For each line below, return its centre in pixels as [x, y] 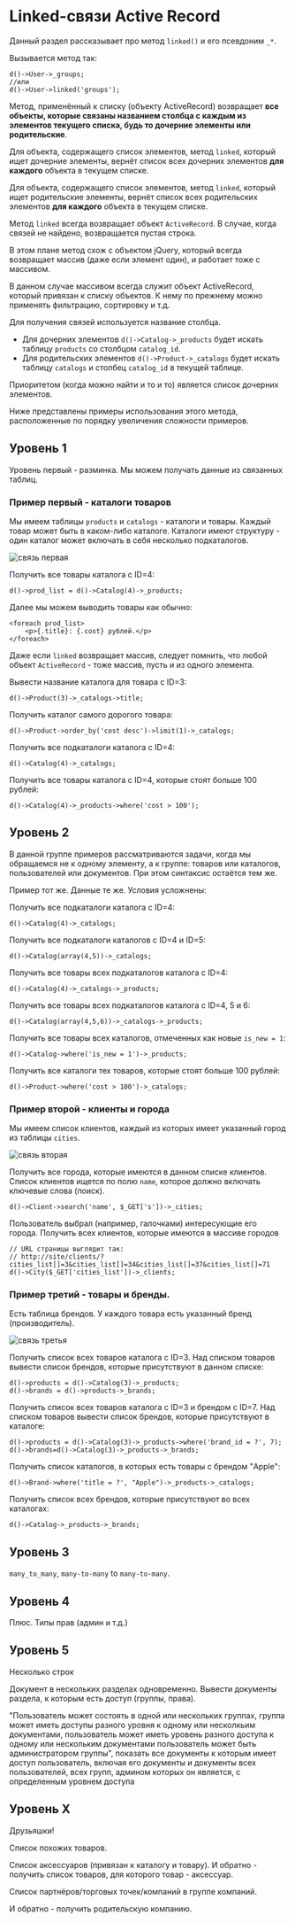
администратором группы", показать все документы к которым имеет [143, 1753]
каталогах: [29, 1508]
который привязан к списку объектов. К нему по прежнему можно [136, 295]
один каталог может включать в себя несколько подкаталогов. [129, 540]
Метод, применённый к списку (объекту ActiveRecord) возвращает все [144, 106]
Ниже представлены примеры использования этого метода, [124, 411]
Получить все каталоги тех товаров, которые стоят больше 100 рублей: [144, 1070]
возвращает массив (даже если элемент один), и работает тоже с [135, 260]
